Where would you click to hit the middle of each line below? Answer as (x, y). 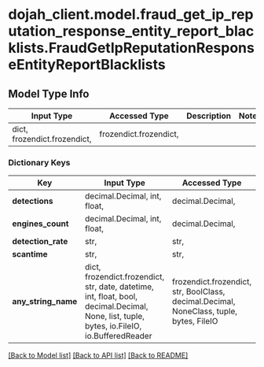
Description (209, 116)
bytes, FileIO (195, 321)
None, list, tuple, (115, 317)
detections (33, 201)
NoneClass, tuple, (205, 311)
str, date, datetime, (120, 287)
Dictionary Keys (39, 162)
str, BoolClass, (198, 291)
